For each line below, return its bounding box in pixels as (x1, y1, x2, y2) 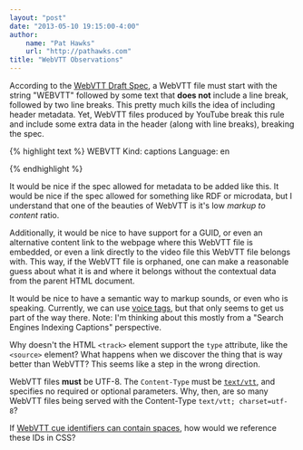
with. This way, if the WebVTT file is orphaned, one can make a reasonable (9, 256, 289, 267)
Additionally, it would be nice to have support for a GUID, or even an (9, 227, 263, 238)
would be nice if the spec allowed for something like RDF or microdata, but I (9, 191, 293, 201)
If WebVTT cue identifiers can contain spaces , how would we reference (9, 423, 277, 433)
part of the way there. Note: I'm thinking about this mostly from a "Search (9, 312, 284, 322)
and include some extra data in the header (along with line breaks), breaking (9, 119, 295, 129)
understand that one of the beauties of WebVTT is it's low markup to (9, 200, 266, 211)
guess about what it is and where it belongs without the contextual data (9, 266, 277, 276)
